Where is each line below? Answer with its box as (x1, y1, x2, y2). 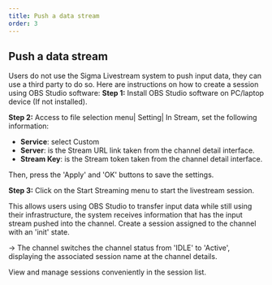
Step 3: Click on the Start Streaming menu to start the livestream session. (8, 186, 255, 196)
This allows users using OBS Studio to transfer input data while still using (8, 201, 253, 211)
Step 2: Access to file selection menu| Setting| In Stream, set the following (8, 113, 257, 123)
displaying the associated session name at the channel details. (8, 252, 218, 261)
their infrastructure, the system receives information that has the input (8, 210, 244, 220)
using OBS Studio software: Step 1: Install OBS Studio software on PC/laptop (8, 89, 265, 98)
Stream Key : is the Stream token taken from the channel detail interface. (19, 154, 263, 164)
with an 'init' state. (8, 227, 71, 237)
